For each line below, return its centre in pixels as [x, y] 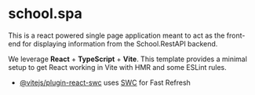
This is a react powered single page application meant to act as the [117, 35]
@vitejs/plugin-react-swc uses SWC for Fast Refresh [105, 82]
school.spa [45, 14]
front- [236, 35]
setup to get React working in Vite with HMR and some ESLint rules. [118, 67]
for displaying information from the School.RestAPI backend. [120, 43]
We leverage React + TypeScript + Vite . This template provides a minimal [127, 59]
